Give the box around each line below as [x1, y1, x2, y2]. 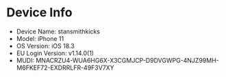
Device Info [6, 5, 73, 20]
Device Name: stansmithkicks [16, 27, 101, 35]
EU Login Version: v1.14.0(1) [16, 49, 94, 57]
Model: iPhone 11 [16, 34, 64, 42]
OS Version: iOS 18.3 [16, 42, 75, 50]
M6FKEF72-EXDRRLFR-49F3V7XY [16, 63, 114, 72]
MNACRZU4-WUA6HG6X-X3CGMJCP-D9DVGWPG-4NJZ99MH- [36, 56, 220, 64]
